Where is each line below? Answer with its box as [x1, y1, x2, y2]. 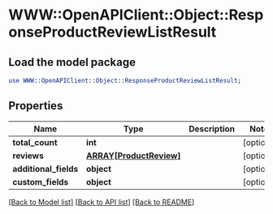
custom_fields [12, 176, 69, 187]
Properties [8, 99, 63, 113]
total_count [12, 136, 58, 148]
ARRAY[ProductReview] [86, 150, 181, 161]
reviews [12, 150, 45, 161]
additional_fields [12, 163, 79, 174]
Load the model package [8, 55, 136, 69]
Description [188, 123, 236, 135]
